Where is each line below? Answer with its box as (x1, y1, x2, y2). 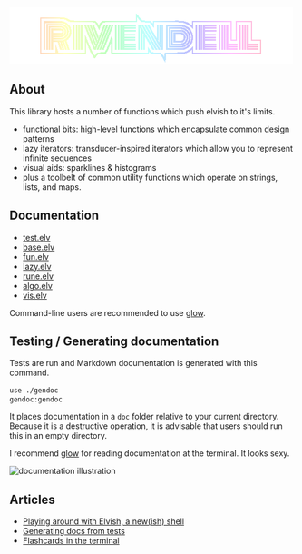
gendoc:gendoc (9, 395, 63, 404)
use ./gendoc (9, 386, 59, 395)
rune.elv (22, 271, 54, 282)
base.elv (22, 242, 55, 252)
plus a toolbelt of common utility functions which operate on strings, (22, 172, 278, 183)
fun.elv (22, 251, 50, 262)
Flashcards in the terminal (22, 535, 120, 547)
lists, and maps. (22, 181, 82, 193)
